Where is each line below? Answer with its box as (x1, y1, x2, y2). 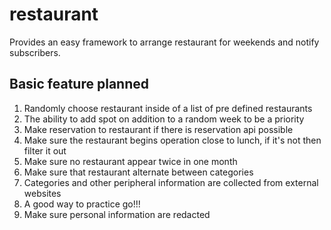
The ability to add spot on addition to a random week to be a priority (23, 113, 305, 125)
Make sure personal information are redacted (23, 208, 211, 220)
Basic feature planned (9, 76, 149, 93)
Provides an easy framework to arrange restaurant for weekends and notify (9, 36, 320, 48)
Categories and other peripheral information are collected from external (23, 176, 319, 188)
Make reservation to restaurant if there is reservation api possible (23, 123, 294, 135)
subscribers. (9, 46, 61, 58)
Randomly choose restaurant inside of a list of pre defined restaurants (23, 102, 313, 114)
